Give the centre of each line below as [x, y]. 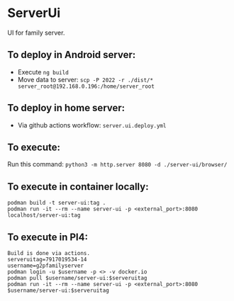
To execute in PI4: [48, 237]
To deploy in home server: [66, 108]
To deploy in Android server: [72, 55]
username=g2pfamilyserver [45, 266]
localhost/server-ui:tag [44, 215]
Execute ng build [43, 72]
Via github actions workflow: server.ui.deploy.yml [92, 125]
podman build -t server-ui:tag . [57, 203]
